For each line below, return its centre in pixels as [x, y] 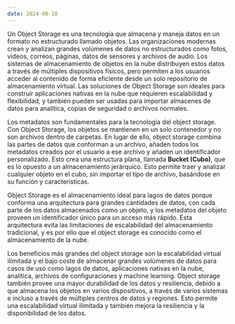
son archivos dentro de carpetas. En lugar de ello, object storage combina [114, 137]
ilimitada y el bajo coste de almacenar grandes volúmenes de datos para [112, 261]
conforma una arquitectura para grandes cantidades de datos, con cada [112, 202]
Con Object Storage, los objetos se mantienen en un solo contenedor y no [114, 129]
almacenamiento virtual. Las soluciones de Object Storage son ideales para [116, 86]
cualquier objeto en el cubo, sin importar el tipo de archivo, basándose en [114, 174]
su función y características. [48, 181]
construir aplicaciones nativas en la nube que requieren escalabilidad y [110, 93]
